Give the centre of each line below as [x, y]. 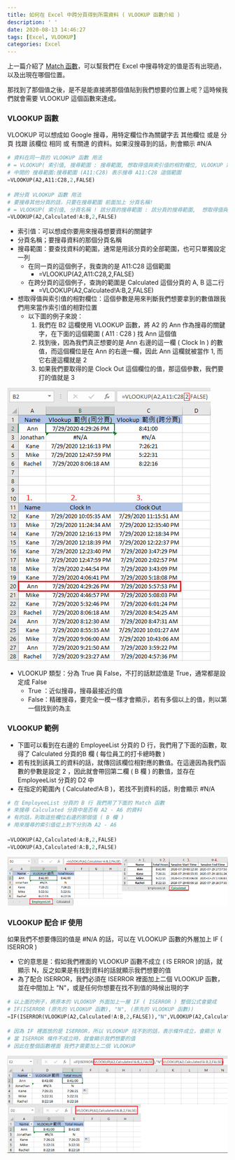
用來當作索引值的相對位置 [60, 308]
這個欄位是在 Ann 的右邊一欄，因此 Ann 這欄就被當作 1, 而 [140, 351]
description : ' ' [33, 22]
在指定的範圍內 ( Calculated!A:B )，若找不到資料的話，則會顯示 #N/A [116, 789]
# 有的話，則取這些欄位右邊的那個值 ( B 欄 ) [66, 818]
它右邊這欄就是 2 [63, 360]
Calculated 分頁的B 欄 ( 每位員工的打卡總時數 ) [98, 753]
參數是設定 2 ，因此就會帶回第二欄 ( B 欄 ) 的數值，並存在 [113, 771]
